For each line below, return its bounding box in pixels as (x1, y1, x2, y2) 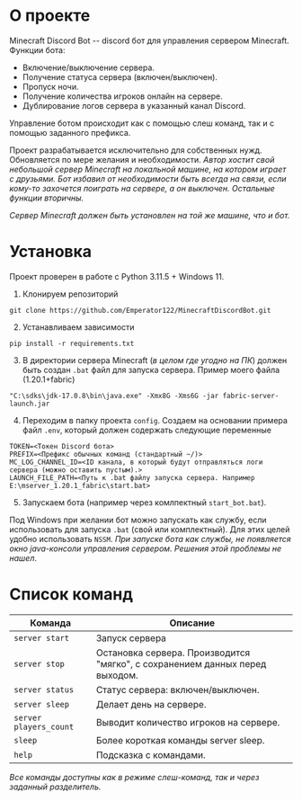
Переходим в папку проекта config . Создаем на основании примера (22, 414, 288, 425)
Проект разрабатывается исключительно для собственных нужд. (9, 145, 262, 156)
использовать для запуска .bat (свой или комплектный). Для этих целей (9, 523, 290, 535)
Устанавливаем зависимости (22, 321, 135, 333)
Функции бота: (9, 44, 66, 55)
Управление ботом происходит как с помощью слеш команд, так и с (9, 118, 275, 129)
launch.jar (9, 399, 50, 408)
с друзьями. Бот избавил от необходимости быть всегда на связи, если (9, 173, 287, 184)
